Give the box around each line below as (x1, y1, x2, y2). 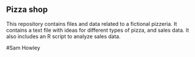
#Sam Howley (6, 44, 40, 51)
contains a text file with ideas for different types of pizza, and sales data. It (6, 26, 189, 33)
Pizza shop (6, 5, 48, 15)
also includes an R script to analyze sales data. (6, 32, 121, 40)
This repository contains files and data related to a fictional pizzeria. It (6, 20, 177, 27)
